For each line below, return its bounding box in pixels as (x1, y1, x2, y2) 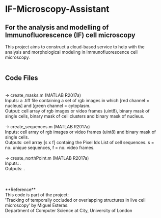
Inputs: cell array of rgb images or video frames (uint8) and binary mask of (5, 129, 156, 135)
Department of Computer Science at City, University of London (5, 207, 133, 213)
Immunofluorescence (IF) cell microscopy (5, 31, 136, 39)
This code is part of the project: (5, 191, 69, 198)
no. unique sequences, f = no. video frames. (5, 145, 95, 150)
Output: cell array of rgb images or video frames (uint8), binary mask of (5, 108, 150, 114)
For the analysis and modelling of (5, 23, 109, 32)
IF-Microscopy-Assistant (5, 3, 109, 15)
